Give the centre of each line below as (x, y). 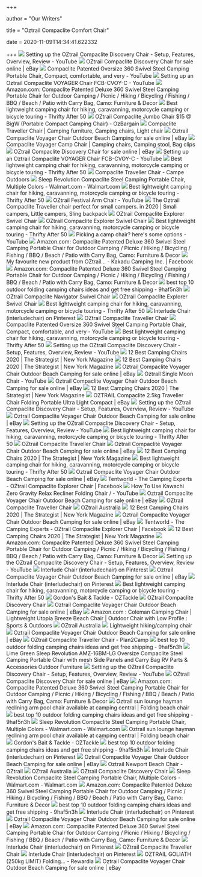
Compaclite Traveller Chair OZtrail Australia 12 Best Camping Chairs (98, 508)
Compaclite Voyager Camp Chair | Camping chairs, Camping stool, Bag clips (101, 144)
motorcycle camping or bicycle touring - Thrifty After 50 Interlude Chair (98, 311)
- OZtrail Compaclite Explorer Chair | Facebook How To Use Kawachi (95, 486)
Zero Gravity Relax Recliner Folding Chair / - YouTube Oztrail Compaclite (100, 493)
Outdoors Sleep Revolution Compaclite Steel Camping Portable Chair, (96, 179)
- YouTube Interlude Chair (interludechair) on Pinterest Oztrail (90, 570)
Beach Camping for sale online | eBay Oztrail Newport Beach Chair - (95, 764)
